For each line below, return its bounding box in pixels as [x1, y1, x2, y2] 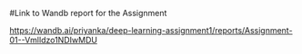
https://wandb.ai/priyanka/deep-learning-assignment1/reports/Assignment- [9, 25, 293, 35]
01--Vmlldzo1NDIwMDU [9, 35, 98, 45]
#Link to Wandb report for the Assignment [9, 8, 167, 18]
